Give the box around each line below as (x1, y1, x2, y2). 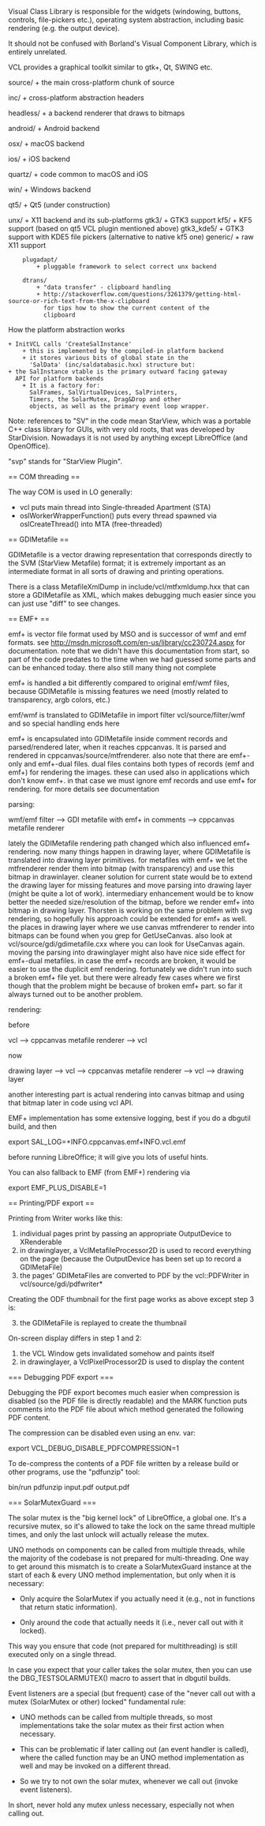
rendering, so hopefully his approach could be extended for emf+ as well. (8, 914, 248, 923)
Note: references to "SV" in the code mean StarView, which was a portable (8, 416, 252, 426)
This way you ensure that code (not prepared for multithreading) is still (8, 1641, 238, 1651)
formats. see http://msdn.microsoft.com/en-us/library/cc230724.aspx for (8, 638, 246, 647)
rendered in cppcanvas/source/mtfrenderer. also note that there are (8, 751, 229, 760)
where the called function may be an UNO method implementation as (19, 1753, 244, 1762)
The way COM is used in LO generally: (8, 487, 132, 497)
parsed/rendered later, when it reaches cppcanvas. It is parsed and (8, 742, 227, 752)
